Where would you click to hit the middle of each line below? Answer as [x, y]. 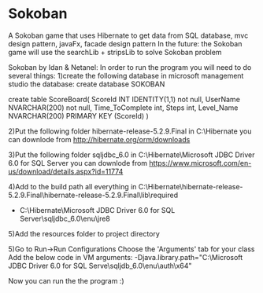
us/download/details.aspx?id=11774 [66, 171]
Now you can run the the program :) [66, 280]
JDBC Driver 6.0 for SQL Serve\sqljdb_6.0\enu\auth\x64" [100, 266]
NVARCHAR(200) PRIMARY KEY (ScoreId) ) [79, 115]
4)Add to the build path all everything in [72, 186]
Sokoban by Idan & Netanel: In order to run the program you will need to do [130, 67]
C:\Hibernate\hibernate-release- [191, 186]
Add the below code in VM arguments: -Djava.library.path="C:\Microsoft [126, 257]
